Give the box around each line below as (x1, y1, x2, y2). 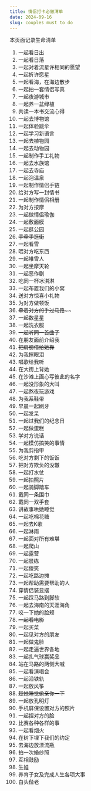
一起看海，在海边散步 (18, 78, 70, 85)
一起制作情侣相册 (18, 196, 60, 203)
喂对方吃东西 (18, 248, 49, 255)
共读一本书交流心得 (18, 108, 65, 115)
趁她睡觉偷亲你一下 (18, 690, 65, 697)
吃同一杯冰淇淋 (18, 278, 55, 285)
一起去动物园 (18, 145, 49, 152)
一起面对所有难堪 (18, 535, 60, 542)
